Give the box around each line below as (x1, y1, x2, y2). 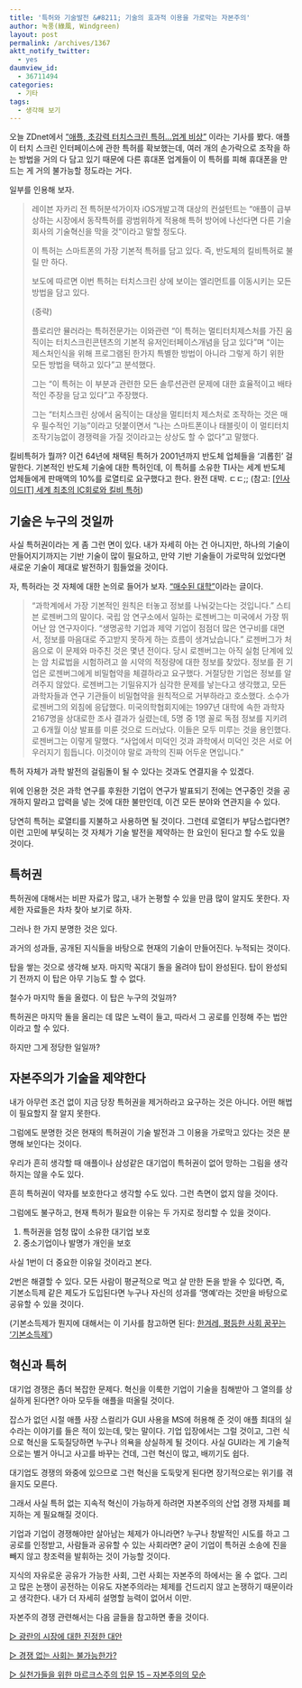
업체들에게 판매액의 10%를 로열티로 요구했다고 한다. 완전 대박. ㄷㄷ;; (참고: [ (9, 473, 276, 484)
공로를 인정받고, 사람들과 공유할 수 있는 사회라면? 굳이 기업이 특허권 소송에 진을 (9, 1539, 288, 1550)
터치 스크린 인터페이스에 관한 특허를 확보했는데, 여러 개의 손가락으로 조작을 (18, 143, 281, 153)
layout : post (9, 30, 59, 39)
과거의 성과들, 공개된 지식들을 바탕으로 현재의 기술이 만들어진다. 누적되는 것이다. (9, 942, 291, 953)
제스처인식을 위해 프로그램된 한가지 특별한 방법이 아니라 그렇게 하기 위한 (31, 348, 285, 359)
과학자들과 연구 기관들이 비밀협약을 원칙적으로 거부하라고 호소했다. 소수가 (31, 691, 290, 701)
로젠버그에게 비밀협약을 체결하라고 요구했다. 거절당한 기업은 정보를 (48, 668, 282, 679)
